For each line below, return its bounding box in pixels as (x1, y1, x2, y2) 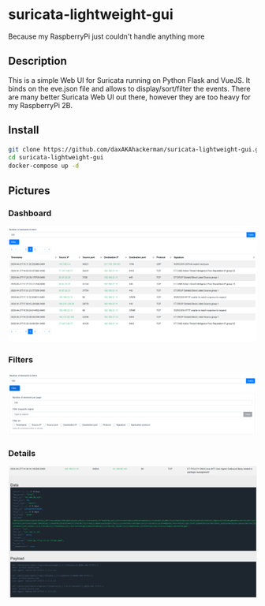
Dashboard (8, 208, 52, 219)
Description (8, 54, 67, 68)
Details (8, 447, 36, 458)
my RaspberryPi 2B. (8, 100, 73, 110)
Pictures (8, 184, 50, 197)
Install (8, 124, 39, 137)
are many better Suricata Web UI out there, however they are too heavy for (8, 92, 251, 102)
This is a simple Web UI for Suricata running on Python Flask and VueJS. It (8, 75, 251, 84)
